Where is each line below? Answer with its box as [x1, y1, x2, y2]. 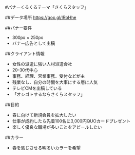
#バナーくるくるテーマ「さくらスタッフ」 [5, 4, 89, 10]
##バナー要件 [5, 25, 32, 31]
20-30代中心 [12, 67, 38, 73]
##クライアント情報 [5, 51, 45, 56]
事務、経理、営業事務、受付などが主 [12, 73, 85, 79]
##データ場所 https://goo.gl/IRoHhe [5, 15, 77, 20]
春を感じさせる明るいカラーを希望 [12, 145, 81, 151]
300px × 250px [12, 34, 43, 40]
